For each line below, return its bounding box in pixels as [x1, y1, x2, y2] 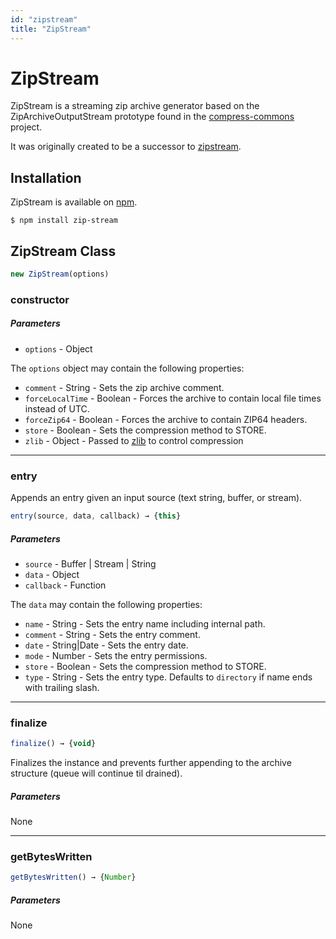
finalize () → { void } [10, 739, 97, 749]
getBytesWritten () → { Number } [10, 872, 137, 883]
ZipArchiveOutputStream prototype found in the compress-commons [10, 111, 295, 123]
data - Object [24, 568, 80, 580]
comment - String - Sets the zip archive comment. [24, 381, 225, 393]
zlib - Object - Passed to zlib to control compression [24, 434, 244, 446]
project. [10, 121, 43, 133]
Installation [10, 169, 82, 186]
